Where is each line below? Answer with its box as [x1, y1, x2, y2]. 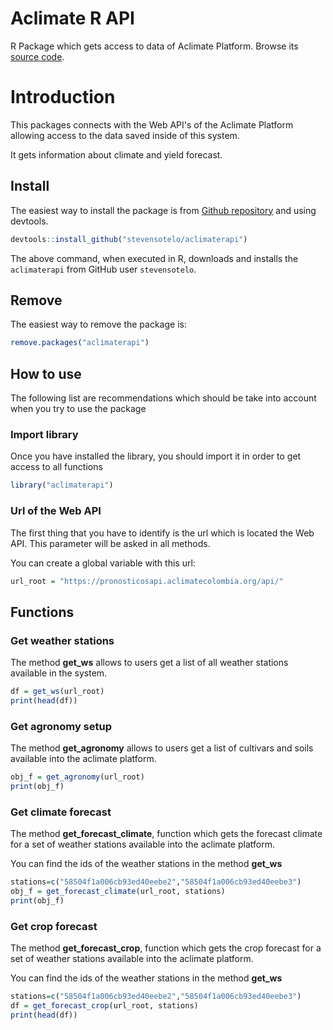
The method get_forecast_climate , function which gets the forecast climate [10, 828, 323, 840]
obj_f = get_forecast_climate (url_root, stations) [10, 887, 226, 897]
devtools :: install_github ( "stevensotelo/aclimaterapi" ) [10, 234, 248, 244]
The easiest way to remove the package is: [10, 318, 187, 331]
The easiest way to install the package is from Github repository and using [10, 204, 317, 216]
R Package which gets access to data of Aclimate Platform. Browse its [10, 40, 299, 52]
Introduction [10, 86, 116, 109]
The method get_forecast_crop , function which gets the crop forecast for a [10, 942, 322, 954]
